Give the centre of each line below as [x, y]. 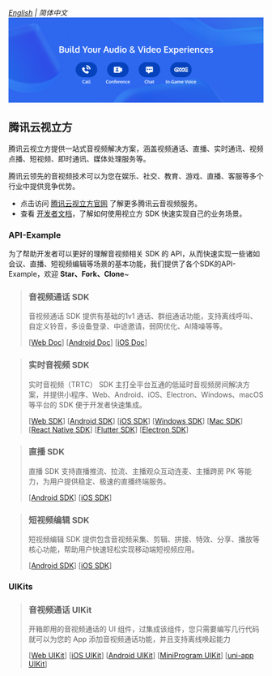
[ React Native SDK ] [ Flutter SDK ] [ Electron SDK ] [108, 429]
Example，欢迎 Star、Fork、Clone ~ [69, 273]
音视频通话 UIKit [60, 609]
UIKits [21, 587]
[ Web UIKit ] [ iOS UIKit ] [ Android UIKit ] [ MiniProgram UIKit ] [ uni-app [141, 656]
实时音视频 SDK [59, 365]
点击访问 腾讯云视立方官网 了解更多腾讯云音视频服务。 [111, 203]
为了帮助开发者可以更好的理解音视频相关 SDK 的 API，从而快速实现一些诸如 [134, 253]
